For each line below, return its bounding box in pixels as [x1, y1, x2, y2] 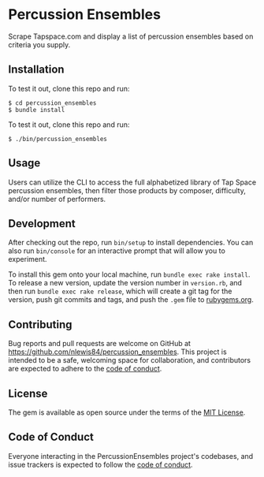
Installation [8, 63, 65, 76]
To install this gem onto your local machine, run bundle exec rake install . [8, 270, 251, 279]
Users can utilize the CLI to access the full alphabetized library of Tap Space [8, 177, 257, 187]
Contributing [8, 318, 73, 331]
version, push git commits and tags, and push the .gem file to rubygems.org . [8, 295, 255, 304]
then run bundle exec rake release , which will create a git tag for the [8, 286, 232, 296]
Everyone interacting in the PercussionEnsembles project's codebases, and [8, 451, 254, 460]
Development [8, 217, 76, 230]
